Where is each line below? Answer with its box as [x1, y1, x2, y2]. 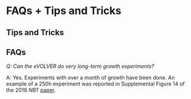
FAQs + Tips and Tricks [6, 4, 122, 18]
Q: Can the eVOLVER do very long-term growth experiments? [6, 63, 154, 70]
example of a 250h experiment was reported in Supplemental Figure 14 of [6, 80, 185, 87]
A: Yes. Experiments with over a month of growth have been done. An [6, 74, 175, 81]
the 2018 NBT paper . [6, 87, 56, 94]
